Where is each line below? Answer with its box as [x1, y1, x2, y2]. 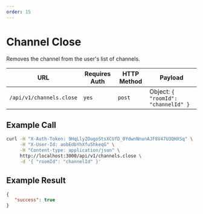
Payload [159, 73, 184, 82]
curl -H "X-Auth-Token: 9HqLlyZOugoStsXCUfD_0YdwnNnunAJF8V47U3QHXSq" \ [6, 136, 193, 142]
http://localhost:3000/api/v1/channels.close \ [19, 153, 142, 159]
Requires [84, 69, 111, 78]
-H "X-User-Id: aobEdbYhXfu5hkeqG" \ [19, 142, 115, 148]
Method [119, 77, 143, 85]
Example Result [6, 175, 66, 186]
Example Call [6, 119, 56, 130]
